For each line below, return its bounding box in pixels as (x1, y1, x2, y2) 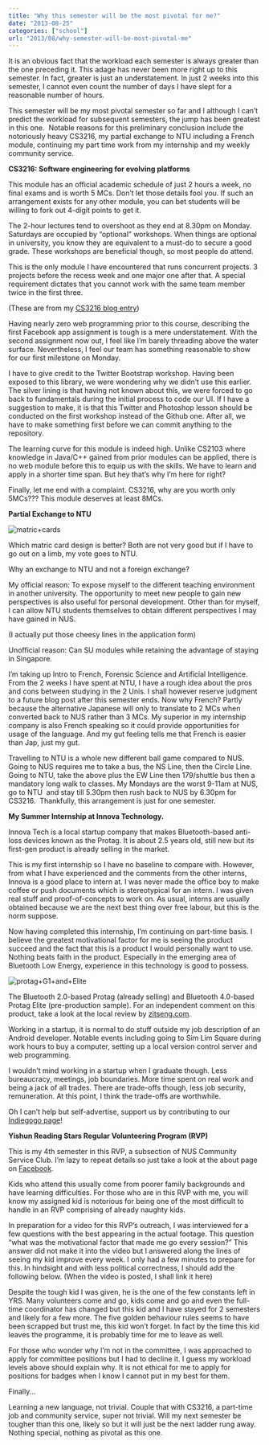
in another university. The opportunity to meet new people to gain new (8, 588, 242, 599)
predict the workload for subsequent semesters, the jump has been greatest (8, 114, 261, 125)
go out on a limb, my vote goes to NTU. (8, 549, 138, 559)
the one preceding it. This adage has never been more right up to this (8, 65, 238, 75)
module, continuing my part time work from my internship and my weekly (8, 140, 251, 149)
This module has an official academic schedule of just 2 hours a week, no (8, 180, 251, 190)
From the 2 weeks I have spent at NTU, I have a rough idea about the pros (8, 678, 253, 688)
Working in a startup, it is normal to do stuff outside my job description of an (8, 1025, 261, 1034)
